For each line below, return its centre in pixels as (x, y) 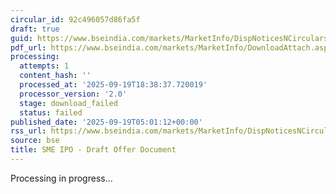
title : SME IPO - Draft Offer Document (93, 150)
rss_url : (28, 131)
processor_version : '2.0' (73, 94)
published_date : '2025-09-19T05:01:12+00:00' (106, 122)
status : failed (51, 112)
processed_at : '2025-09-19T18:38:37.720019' (113, 85)
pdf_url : (28, 47)
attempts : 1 (44, 66)
